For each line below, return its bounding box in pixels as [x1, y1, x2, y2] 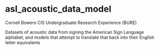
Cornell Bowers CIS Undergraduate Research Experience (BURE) [5, 20, 137, 25]
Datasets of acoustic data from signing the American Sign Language [5, 29, 144, 35]
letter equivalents [5, 39, 40, 45]
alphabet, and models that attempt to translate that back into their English [5, 34, 155, 40]
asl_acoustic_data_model [5, 3, 112, 15]
